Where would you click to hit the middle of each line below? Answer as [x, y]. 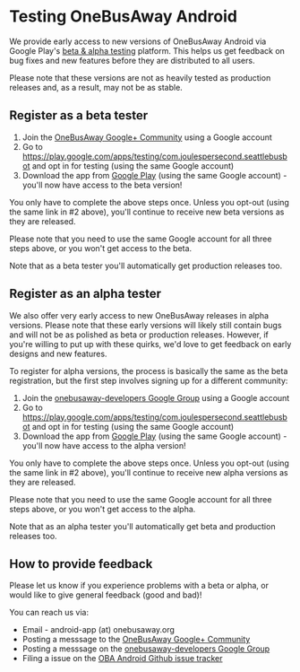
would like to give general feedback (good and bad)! [106, 595]
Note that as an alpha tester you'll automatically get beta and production [142, 526]
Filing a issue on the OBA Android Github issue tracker [122, 659]
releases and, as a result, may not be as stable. [96, 87]
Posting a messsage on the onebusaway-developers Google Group [146, 649]
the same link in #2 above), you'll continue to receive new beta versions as [147, 212]
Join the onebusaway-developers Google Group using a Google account [156, 397]
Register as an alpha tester [86, 294]
